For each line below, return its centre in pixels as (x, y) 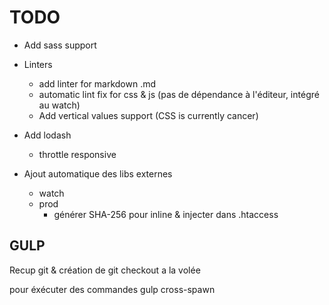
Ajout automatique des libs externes (98, 173)
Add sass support (60, 45)
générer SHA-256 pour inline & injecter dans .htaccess (166, 214)
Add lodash (47, 135)
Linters (38, 64)
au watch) (59, 105)
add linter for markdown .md (97, 83)
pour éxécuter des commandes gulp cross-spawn (112, 289)
